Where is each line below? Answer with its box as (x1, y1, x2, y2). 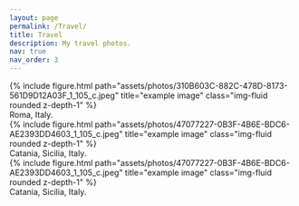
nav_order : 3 (9, 55, 59, 64)
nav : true (9, 47, 47, 56)
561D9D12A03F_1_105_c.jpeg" (9, 90, 120, 101)
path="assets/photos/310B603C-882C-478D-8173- (94, 81, 288, 91)
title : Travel (9, 30, 63, 39)
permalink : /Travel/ (9, 22, 88, 31)
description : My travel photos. (9, 38, 131, 48)
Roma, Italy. (9, 110, 53, 120)
